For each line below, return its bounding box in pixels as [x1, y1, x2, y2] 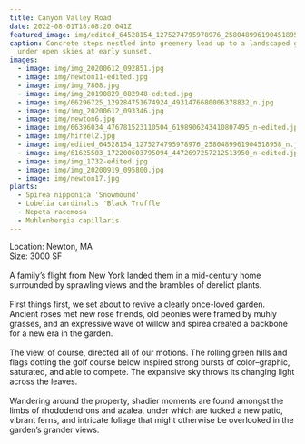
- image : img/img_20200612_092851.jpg [17, 64, 165, 74]
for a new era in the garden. [9, 328, 113, 339]
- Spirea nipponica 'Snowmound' [17, 191, 141, 200]
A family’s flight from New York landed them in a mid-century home [9, 270, 261, 281]
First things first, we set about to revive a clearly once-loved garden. [9, 299, 266, 310]
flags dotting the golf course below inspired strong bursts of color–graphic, [9, 356, 290, 368]
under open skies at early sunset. [17, 47, 152, 56]
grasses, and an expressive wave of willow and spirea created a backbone [9, 318, 289, 329]
